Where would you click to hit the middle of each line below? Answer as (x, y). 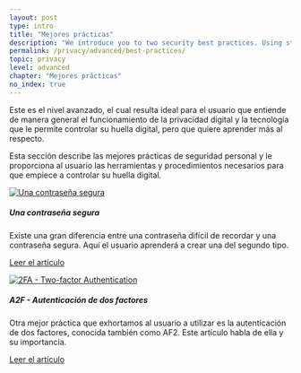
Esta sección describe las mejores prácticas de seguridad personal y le (141, 156)
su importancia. (38, 342)
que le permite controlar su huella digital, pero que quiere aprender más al (146, 129)
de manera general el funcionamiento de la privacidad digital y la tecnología (149, 119)
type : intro (31, 26)
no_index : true (38, 84)
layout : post (34, 17)
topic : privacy (38, 59)
